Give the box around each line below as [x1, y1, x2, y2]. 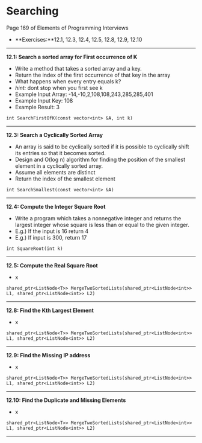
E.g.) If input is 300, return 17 [14, 234, 87, 241]
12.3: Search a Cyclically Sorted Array [6, 131, 103, 138]
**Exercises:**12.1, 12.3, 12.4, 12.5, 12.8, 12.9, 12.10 [14, 36, 142, 43]
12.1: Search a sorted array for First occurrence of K [6, 53, 138, 60]
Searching [6, 4, 59, 18]
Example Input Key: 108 [14, 97, 73, 104]
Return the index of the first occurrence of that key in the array [14, 71, 171, 78]
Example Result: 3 [14, 103, 60, 110]
